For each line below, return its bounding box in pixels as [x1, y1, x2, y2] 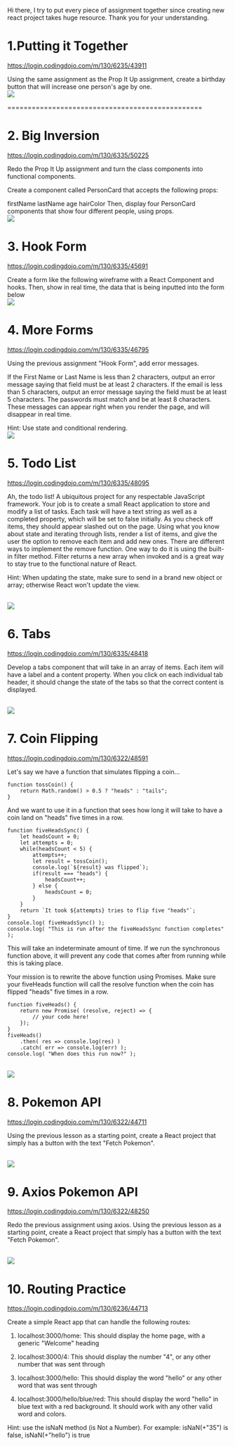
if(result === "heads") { [32, 870, 109, 877]
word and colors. [17, 1410, 67, 1419]
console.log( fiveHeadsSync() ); [7, 919, 105, 926]
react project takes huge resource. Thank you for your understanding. [7, 13, 209, 22]
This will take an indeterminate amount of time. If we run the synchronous [7, 944, 220, 952]
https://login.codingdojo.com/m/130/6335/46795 [7, 345, 149, 354]
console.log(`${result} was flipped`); [32, 863, 149, 871]
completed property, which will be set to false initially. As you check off [7, 514, 213, 523]
